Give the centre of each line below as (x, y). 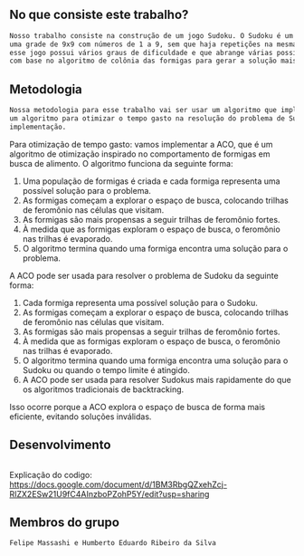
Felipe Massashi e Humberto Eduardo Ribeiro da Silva (113, 543)
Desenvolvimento (60, 445)
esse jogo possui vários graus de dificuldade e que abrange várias (141, 53)
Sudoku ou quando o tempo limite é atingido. (106, 369)
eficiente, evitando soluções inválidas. (81, 417)
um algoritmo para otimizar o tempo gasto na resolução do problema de (147, 119)
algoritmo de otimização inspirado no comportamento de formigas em (140, 154)
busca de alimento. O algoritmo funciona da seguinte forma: (121, 163)
